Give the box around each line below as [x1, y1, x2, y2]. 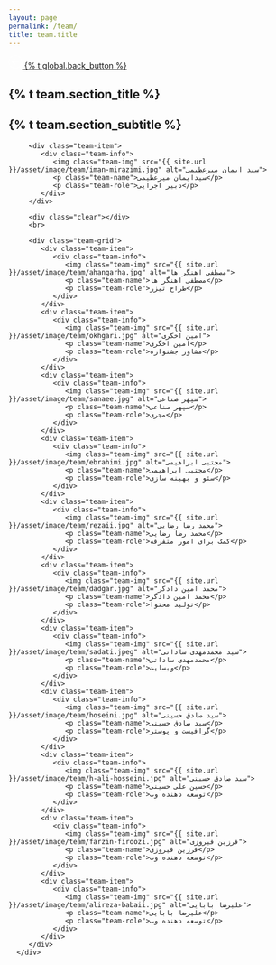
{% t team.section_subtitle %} [8, 117, 182, 133]
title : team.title [8, 30, 78, 39]
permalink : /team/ [8, 22, 78, 31]
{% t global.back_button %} [23, 61, 127, 71]
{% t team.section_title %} [8, 87, 161, 102]
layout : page [8, 13, 58, 23]
